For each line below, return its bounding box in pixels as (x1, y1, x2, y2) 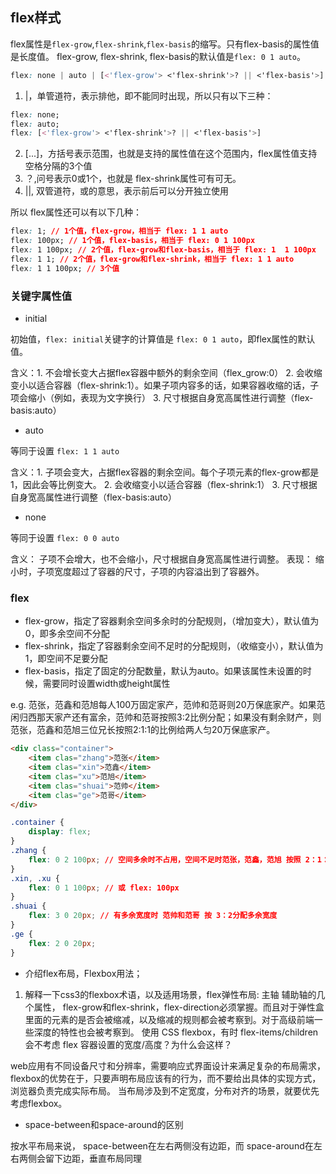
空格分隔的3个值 (24, 160, 93, 172)
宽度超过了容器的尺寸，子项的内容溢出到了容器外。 (53, 565, 265, 577)
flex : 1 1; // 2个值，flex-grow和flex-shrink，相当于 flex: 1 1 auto (10, 254, 295, 264)
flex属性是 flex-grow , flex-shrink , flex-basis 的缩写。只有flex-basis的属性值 (10, 38, 320, 50)
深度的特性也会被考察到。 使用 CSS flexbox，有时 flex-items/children (33, 1026, 319, 1038)
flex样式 (10, 9, 62, 27)
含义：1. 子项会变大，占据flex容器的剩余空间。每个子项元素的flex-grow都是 (10, 466, 320, 478)
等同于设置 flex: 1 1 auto (10, 444, 120, 457)
